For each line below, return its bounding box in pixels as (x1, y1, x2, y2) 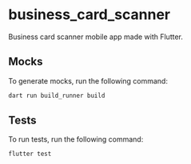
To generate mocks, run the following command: (8, 76, 168, 85)
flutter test (8, 150, 52, 158)
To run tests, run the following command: (8, 135, 144, 144)
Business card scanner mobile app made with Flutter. (8, 32, 184, 41)
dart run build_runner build (8, 92, 105, 100)
